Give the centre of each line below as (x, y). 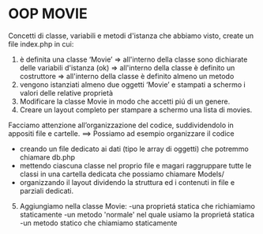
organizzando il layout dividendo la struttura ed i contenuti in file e (127, 182)
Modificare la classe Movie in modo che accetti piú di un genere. (125, 101)
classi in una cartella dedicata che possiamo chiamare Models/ (122, 174)
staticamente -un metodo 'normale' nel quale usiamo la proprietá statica (137, 214)
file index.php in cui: (41, 43)
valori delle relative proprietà (66, 92)
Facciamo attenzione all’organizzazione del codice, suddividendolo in (121, 125)
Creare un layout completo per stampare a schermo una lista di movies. (136, 109)
